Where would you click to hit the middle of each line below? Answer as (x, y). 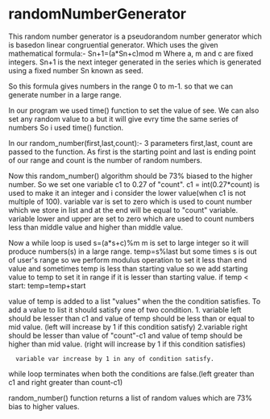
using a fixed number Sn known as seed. (76, 70)
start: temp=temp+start (47, 285)
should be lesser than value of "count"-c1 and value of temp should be (126, 335)
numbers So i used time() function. (66, 127)
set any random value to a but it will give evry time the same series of (124, 118)
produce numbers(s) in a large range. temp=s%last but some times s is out (133, 251)
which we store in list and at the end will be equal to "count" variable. (123, 209)
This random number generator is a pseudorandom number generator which (135, 36)
